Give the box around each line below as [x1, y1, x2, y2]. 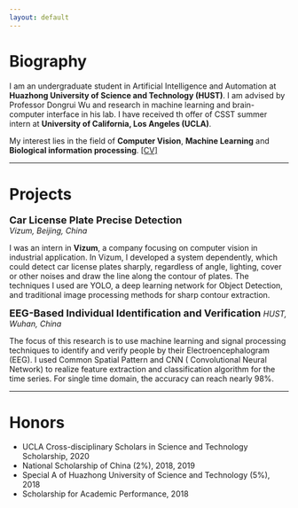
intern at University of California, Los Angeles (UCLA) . [9, 118, 212, 129]
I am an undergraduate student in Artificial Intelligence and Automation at [9, 81, 277, 91]
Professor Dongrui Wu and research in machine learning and [9, 99, 231, 110]
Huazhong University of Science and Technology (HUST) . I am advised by [9, 90, 286, 100]
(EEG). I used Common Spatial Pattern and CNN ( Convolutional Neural [9, 354, 268, 364]
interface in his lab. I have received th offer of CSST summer [46, 108, 268, 120]
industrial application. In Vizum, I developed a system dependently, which [9, 252, 278, 262]
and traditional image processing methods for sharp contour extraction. [9, 289, 271, 300]
